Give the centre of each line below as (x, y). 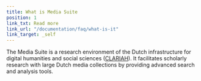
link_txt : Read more (33, 23)
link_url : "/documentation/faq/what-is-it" (63, 29)
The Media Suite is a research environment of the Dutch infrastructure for (99, 52)
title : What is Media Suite (42, 12)
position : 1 (21, 18)
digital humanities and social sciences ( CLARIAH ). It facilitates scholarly (97, 58)
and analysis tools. (30, 71)
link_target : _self (31, 35)
